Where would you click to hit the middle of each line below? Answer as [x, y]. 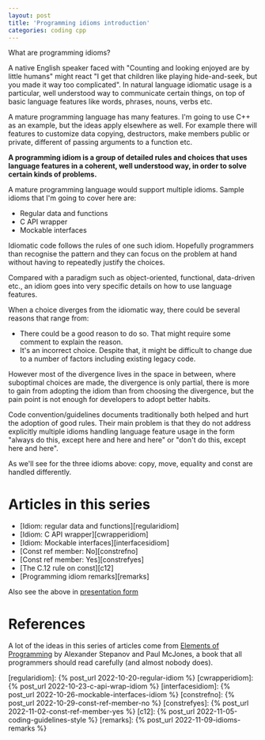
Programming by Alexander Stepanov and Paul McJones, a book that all [125, 655]
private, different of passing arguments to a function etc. [100, 142]
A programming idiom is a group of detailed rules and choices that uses [128, 157]
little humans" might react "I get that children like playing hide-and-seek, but [133, 77]
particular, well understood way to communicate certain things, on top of [127, 93]
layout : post [30, 15]
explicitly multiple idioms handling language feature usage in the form [121, 431]
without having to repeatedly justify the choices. [87, 263]
